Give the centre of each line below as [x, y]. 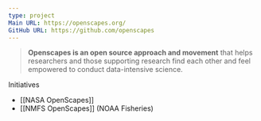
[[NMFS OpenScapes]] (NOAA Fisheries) [86, 108]
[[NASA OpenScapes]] [56, 100]
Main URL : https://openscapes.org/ [67, 23]
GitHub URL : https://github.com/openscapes [82, 30]
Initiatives [24, 85]
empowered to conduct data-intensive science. [105, 70]
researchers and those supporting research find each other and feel [139, 61]
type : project [32, 15]
